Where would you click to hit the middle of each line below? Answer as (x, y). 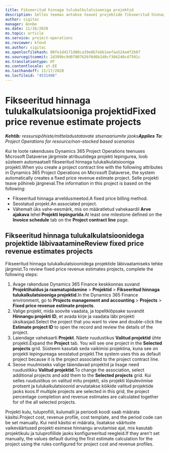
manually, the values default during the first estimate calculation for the (79, 438)
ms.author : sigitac (26, 47)
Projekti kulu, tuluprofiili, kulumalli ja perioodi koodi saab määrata (72, 412)
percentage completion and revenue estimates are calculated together (86, 397)
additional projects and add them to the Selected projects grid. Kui (82, 375)
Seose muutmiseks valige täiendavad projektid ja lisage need (76, 364)
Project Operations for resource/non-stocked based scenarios (70, 141)
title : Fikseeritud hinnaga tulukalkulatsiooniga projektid (70, 10)
